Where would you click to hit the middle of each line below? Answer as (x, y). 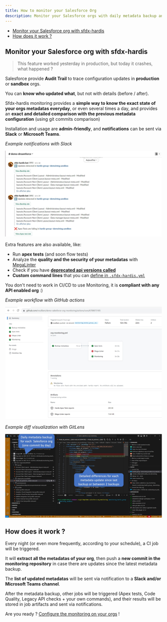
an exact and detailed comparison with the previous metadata (70, 114)
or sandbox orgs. (23, 84)
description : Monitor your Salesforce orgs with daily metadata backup (81, 16)
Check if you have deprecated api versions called (64, 270)
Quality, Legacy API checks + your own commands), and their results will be (83, 599)
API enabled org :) (24, 290)
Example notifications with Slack (39, 144)
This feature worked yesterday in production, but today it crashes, (85, 64)
